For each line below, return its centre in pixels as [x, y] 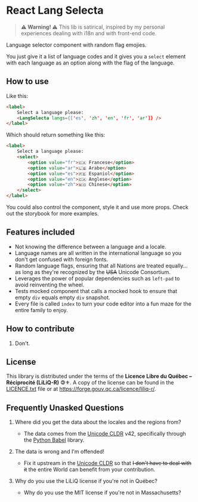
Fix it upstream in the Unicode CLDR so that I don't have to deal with [108, 463]
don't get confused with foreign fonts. [61, 259]
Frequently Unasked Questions [65, 407]
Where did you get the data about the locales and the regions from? [98, 422]
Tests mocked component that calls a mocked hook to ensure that [96, 291]
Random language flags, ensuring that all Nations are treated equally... [101, 266]
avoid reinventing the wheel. [49, 285]
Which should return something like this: [56, 135]
